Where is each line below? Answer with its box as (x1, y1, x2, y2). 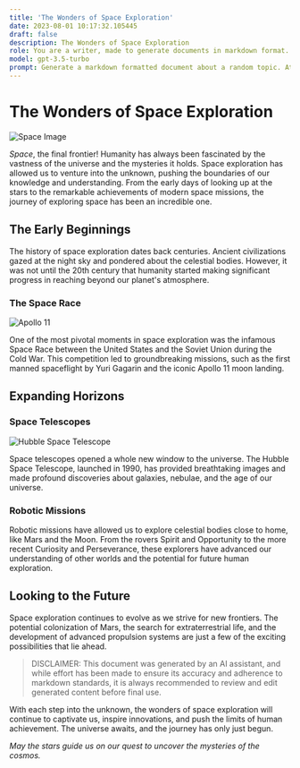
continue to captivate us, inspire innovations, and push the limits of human (9, 713, 283, 724)
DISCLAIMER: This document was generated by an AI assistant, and (30, 658, 281, 669)
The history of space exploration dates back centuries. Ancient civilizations (9, 245, 287, 256)
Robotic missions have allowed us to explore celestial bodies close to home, (9, 525, 288, 535)
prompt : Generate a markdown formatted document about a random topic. (9, 64, 281, 73)
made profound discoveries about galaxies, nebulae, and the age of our (9, 472, 272, 483)
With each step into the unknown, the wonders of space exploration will (9, 704, 273, 714)
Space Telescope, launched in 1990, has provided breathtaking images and (9, 463, 286, 474)
